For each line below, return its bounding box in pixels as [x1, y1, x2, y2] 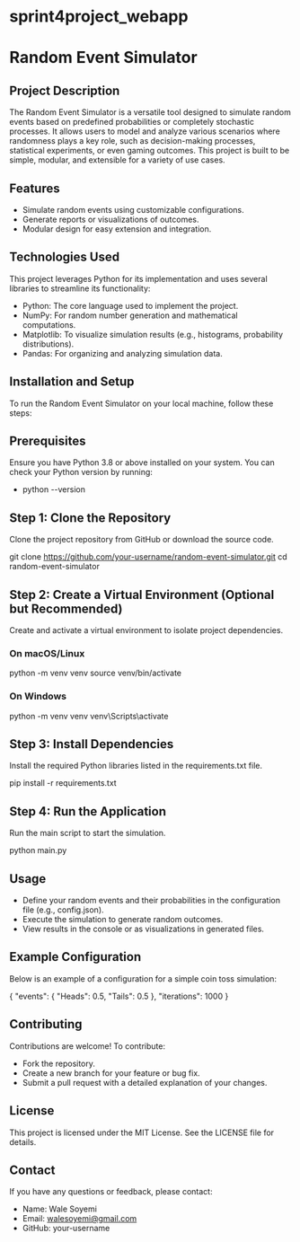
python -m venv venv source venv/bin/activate [9, 667, 182, 679]
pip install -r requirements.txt [9, 778, 117, 788]
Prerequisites [9, 434, 86, 449]
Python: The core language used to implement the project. [22, 300, 239, 311]
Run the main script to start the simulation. [9, 828, 166, 839]
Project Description [9, 83, 120, 98]
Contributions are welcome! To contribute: [9, 1040, 166, 1052]
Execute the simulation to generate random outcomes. [22, 914, 224, 925]
